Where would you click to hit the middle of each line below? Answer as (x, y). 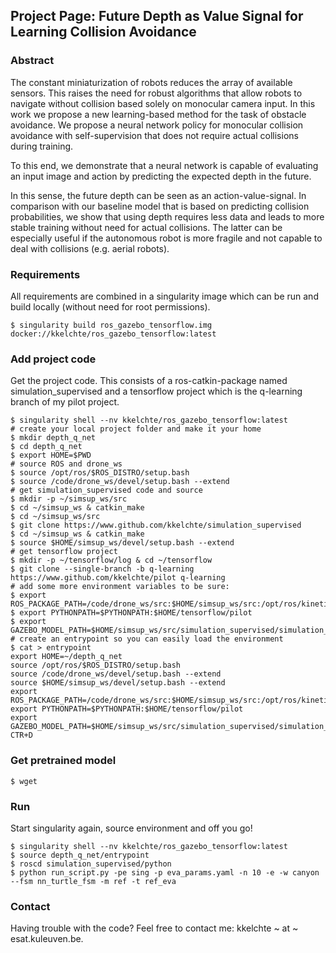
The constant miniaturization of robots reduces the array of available (151, 82)
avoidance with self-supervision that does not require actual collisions (154, 135)
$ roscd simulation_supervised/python (91, 864)
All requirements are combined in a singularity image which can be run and (164, 296)
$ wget (24, 781)
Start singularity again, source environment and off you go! (131, 828)
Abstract (32, 61)
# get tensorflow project (64, 552)
